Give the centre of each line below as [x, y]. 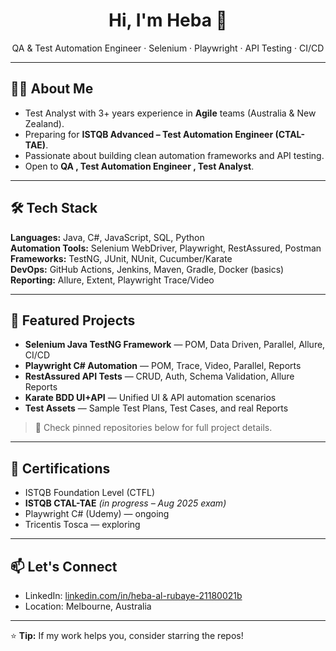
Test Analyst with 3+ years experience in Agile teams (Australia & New [170, 113]
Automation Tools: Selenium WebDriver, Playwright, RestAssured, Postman [166, 248]
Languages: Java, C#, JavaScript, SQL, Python [107, 237]
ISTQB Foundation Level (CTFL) [90, 493]
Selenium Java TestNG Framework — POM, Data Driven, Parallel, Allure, [175, 345]
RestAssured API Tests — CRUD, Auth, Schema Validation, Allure [159, 376]
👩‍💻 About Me [52, 89]
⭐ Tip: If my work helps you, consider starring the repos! [127, 635]
